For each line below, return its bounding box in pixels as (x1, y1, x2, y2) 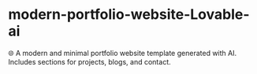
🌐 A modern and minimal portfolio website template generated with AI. (8, 48, 237, 57)
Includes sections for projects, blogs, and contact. (8, 57, 171, 66)
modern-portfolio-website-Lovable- (8, 6, 250, 24)
